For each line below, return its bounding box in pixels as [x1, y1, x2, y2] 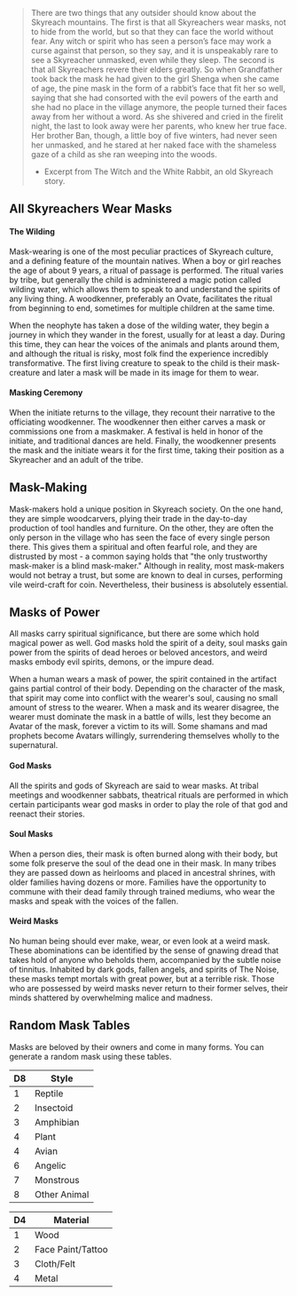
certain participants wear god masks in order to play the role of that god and [9, 799, 288, 809]
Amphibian [34, 1116, 80, 1128]
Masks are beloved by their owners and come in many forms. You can [9, 1041, 264, 1052]
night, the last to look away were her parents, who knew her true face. [30, 121, 287, 131]
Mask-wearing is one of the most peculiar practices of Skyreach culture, [9, 246, 274, 257]
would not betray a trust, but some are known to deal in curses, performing [9, 569, 284, 580]
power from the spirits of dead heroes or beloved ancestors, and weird [9, 648, 268, 658]
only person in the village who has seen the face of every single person [9, 532, 270, 543]
